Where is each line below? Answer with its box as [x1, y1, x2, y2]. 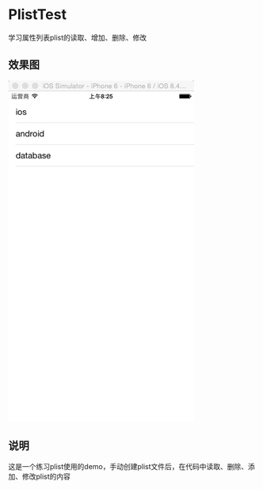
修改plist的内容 [21, 472, 71, 481]
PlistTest [8, 6, 67, 24]
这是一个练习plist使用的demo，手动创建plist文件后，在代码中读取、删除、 [8, 461, 249, 471]
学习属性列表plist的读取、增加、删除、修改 [8, 32, 147, 42]
